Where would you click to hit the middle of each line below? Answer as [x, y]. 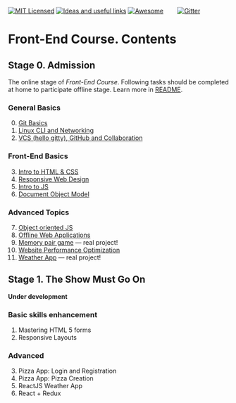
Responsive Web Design [54, 179]
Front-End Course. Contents [92, 39]
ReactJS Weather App [50, 386]
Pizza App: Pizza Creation [56, 378]
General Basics [34, 108]
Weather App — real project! [60, 257]
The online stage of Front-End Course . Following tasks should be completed [118, 82]
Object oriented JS [45, 227]
